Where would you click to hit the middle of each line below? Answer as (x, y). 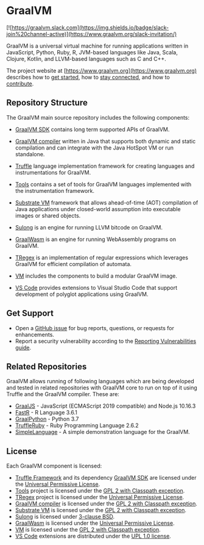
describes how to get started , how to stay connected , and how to (88, 77)
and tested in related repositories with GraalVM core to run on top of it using (102, 388)
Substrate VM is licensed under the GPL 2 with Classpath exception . (101, 510)
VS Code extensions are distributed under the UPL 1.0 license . (93, 536)
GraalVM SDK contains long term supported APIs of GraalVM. (92, 129)
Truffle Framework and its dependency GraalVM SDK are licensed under (106, 478)
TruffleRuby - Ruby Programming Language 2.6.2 (77, 425)
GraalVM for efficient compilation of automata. (73, 264)
